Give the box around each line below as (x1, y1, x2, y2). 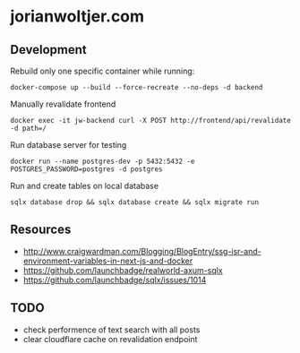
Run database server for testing (10, 140, 127, 150)
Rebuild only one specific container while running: (10, 65, 195, 76)
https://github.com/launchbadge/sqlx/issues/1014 (22, 274, 207, 285)
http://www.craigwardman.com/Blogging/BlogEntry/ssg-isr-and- (22, 245, 262, 256)
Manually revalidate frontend (10, 99, 116, 109)
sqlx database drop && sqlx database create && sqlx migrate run (10, 198, 259, 207)
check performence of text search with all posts (22, 324, 201, 335)
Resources (10, 222, 72, 237)
